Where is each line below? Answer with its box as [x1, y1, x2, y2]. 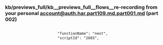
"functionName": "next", [57, 31, 108, 36]
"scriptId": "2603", [57, 36, 99, 41]
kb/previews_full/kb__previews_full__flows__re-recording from [5, 4, 158, 11]
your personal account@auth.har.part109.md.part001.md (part [5, 10, 159, 16]
